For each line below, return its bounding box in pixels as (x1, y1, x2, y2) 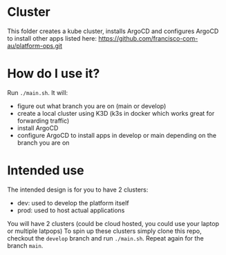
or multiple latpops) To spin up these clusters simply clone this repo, (7, 227, 202, 235)
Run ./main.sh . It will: (7, 88, 68, 96)
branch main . (7, 241, 44, 249)
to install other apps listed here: (7, 34, 97, 42)
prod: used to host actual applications (17, 206, 125, 214)
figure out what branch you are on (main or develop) (17, 101, 167, 110)
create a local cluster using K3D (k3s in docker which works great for (17, 109, 215, 117)
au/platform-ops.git (7, 41, 63, 50)
